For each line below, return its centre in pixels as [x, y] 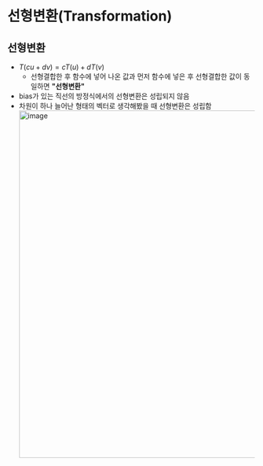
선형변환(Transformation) [90, 16]
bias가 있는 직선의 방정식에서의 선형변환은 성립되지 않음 [104, 96]
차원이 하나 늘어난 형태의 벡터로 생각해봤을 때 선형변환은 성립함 [115, 106]
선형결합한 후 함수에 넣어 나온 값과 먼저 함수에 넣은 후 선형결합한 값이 [136, 76]
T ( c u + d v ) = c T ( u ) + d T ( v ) [62, 67]
